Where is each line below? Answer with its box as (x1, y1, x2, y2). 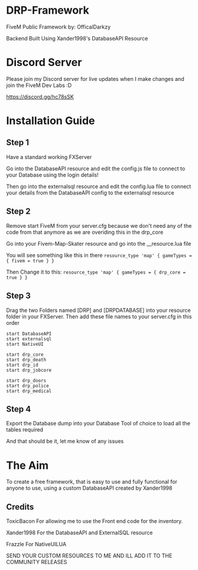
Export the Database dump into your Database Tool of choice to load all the (6, 420, 190, 427)
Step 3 (6, 291, 31, 301)
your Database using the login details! (6, 171, 99, 178)
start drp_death (6, 356, 46, 363)
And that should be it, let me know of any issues (6, 438, 124, 445)
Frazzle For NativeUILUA (6, 541, 67, 548)
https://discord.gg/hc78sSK (6, 93, 74, 100)
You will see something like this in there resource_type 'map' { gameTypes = (6, 251, 192, 259)
